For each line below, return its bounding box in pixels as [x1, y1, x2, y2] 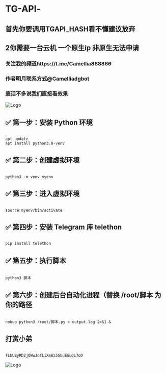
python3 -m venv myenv [5, 174, 53, 179]
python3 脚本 [5, 276, 32, 281]
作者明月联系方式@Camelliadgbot [5, 75, 90, 82]
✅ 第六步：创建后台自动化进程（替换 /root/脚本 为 [5, 290, 161, 299]
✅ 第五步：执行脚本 [5, 256, 66, 265]
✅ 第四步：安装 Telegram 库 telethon [5, 222, 122, 231]
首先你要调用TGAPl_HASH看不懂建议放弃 [5, 24, 136, 33]
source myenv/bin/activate [5, 208, 63, 213]
